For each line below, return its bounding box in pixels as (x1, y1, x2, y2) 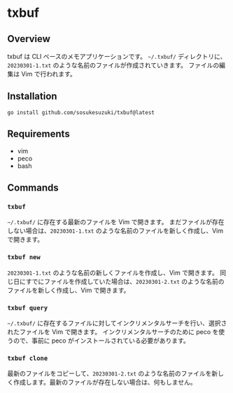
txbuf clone (7, 354, 48, 362)
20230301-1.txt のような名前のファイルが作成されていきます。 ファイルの (7, 61, 220, 69)
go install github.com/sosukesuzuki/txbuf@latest (7, 109, 155, 116)
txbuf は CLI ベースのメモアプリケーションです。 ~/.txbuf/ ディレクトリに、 (7, 53, 227, 60)
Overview (7, 33, 51, 45)
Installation (7, 90, 57, 102)
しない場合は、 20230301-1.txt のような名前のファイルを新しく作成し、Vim (7, 226, 224, 235)
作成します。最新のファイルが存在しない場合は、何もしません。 (13, 378, 197, 387)
